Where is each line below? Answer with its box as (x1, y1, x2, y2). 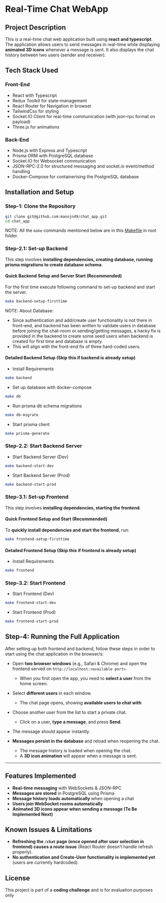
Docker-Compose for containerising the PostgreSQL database (12, 173, 139, 179)
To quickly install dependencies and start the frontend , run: (5, 527, 129, 533)
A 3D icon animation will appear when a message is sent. (19, 753, 137, 759)
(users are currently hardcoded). (12, 860, 79, 865)
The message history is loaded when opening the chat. (19, 747, 132, 753)
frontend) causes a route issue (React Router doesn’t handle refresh (12, 844, 153, 850)
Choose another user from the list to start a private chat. (12, 709, 127, 715)
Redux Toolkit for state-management (12, 97, 87, 103)
